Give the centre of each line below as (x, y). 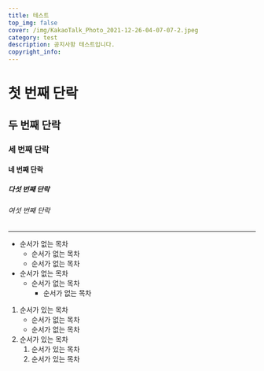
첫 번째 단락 (43, 93)
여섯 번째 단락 (29, 210)
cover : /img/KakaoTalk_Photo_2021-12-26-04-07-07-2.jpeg (103, 30)
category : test (33, 37)
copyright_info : (35, 52)
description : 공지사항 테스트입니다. (62, 45)
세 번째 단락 (29, 149)
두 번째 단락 (35, 125)
